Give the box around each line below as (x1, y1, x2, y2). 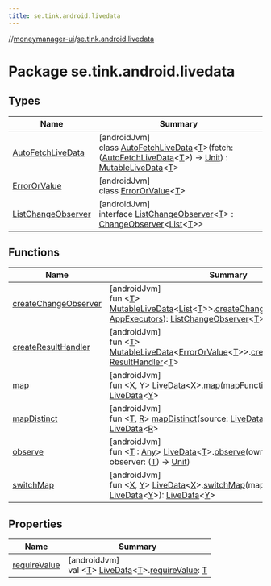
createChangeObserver (12, 298, 102, 310)
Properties (8, 517, 63, 530)
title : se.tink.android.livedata (8, 11, 121, 20)
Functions (8, 246, 60, 260)
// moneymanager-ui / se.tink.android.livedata (8, 34, 155, 44)
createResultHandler (12, 342, 90, 353)
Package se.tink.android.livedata (8, 62, 236, 81)
